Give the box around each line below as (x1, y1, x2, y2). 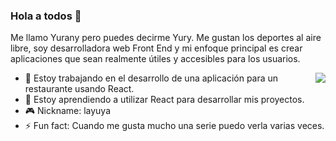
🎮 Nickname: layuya (24, 105, 112, 117)
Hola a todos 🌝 (10, 9, 82, 23)
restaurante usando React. (24, 83, 135, 95)
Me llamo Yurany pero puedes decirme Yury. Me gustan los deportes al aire (10, 32, 322, 44)
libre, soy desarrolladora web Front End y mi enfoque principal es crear (10, 42, 303, 54)
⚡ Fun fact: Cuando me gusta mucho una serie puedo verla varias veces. (24, 120, 325, 132)
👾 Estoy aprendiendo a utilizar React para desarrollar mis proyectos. (24, 94, 305, 106)
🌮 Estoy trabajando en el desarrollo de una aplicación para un (24, 72, 279, 84)
